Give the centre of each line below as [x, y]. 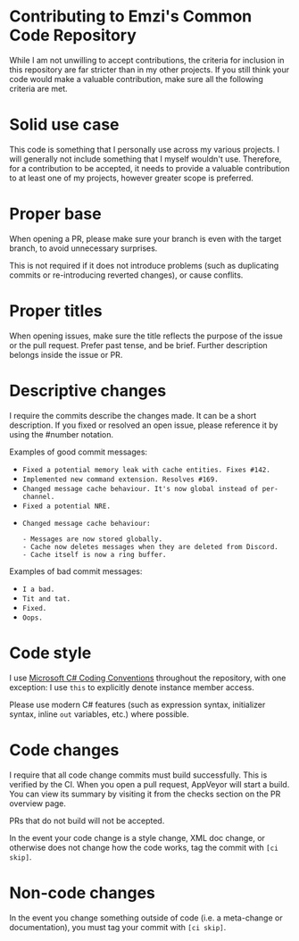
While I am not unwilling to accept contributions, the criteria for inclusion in [147, 60]
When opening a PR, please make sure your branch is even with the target [145, 238]
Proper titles [56, 311]
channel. [38, 496]
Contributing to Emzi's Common [131, 17]
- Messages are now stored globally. [92, 539]
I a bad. [38, 589]
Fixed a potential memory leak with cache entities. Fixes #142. [146, 470]
